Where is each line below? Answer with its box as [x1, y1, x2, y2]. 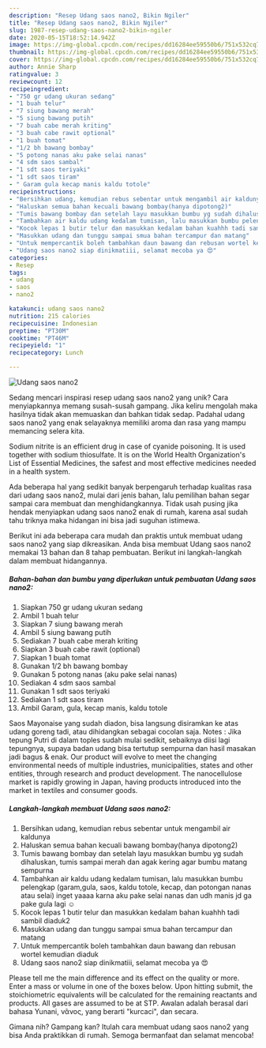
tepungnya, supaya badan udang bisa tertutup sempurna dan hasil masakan [9, 743, 257, 753]
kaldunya [20, 832, 51, 841]
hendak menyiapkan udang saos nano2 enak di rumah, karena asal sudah [9, 507, 248, 516]
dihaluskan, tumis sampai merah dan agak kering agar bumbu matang [20, 857, 248, 866]
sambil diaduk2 [20, 915, 70, 925]
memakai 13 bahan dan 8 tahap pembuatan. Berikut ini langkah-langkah [9, 548, 242, 557]
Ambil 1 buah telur [20, 610, 80, 620]
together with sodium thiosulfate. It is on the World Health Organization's [9, 450, 246, 459]
